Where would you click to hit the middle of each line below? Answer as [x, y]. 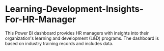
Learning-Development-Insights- [74, 9]
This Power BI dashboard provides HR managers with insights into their [77, 33]
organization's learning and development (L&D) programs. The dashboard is [82, 38]
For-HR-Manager [41, 19]
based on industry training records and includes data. [59, 43]
